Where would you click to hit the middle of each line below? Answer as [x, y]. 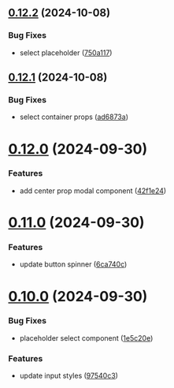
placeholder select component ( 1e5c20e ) [86, 338]
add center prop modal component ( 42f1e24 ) [93, 190]
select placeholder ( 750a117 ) [66, 52]
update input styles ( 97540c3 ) [68, 376]
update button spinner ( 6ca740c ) [73, 264]
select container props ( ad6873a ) [74, 117]
